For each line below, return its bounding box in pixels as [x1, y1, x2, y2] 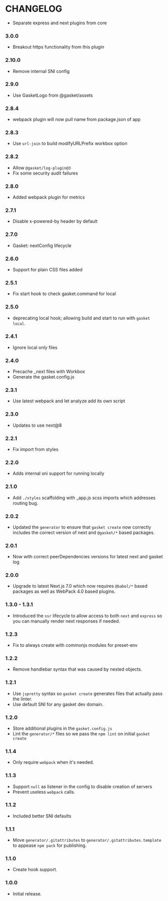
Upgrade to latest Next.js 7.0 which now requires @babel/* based [12, 583, 148, 589]
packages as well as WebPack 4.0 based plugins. [12, 588, 116, 595]
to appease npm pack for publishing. [12, 842, 87, 848]
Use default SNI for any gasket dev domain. [12, 701, 104, 707]
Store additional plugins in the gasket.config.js [12, 725, 112, 731]
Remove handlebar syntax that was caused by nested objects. [12, 666, 143, 672]
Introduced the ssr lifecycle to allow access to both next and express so [12, 612, 162, 619]
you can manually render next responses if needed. [12, 618, 120, 624]
